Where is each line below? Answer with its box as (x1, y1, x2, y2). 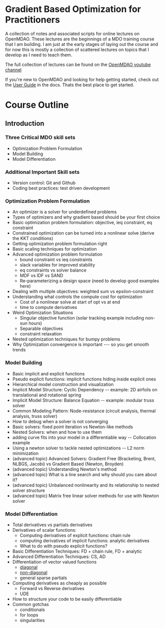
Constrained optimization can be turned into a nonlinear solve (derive (12, 230, 155, 236)
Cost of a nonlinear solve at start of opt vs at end (19, 299, 120, 305)
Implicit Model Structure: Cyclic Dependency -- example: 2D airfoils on (12, 386, 158, 392)
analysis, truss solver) (12, 413, 58, 419)
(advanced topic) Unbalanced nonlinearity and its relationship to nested (12, 482, 159, 488)
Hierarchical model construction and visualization (12, 381, 114, 387)
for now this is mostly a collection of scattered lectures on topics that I (5, 46, 149, 52)
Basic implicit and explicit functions (12, 370, 85, 376)
